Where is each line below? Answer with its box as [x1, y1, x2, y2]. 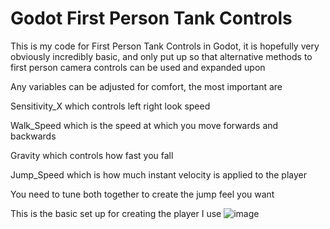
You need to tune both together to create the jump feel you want [10, 188, 275, 200]
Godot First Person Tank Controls [10, 7, 293, 30]
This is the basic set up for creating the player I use [10, 207, 222, 219]
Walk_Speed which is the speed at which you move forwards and [10, 119, 279, 131]
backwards [10, 130, 57, 142]
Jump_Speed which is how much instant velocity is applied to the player [10, 168, 308, 181]
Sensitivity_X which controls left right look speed [10, 100, 211, 112]
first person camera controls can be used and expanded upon [10, 61, 266, 73]
